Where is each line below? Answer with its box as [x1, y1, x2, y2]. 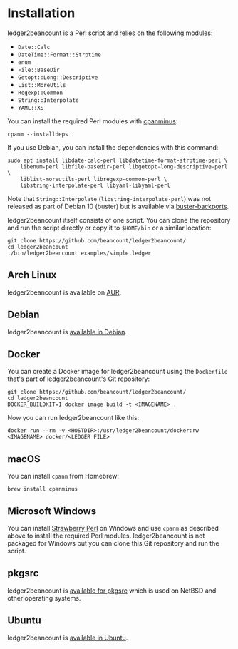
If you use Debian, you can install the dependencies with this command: [7, 143, 219, 151]
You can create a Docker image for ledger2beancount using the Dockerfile [7, 367, 228, 376]
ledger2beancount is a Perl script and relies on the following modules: [7, 29, 213, 37]
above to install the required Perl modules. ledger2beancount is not [7, 531, 205, 540]
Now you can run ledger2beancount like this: [7, 414, 140, 422]
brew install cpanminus [7, 486, 78, 493]
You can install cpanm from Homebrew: [7, 472, 120, 481]
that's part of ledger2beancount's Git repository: [7, 374, 150, 383]
